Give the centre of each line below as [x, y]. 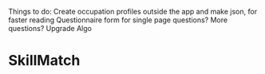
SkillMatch [44, 61]
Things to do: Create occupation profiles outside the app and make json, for [133, 12]
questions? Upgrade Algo [50, 28]
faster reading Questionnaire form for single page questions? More [118, 20]
